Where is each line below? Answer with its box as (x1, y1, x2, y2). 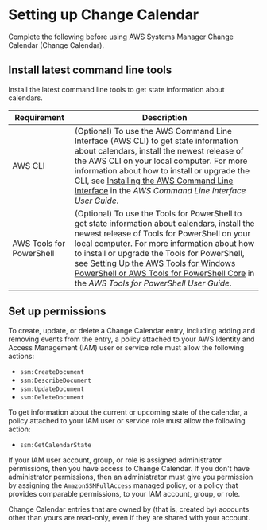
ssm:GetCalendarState (19, 441, 91, 449)
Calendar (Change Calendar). (8, 40, 105, 49)
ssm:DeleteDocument (19, 393, 85, 401)
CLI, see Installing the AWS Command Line (74, 175, 234, 186)
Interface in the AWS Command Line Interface (74, 185, 246, 196)
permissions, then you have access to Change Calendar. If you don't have (8, 463, 250, 473)
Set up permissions (8, 305, 106, 318)
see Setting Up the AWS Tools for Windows (74, 257, 236, 268)
